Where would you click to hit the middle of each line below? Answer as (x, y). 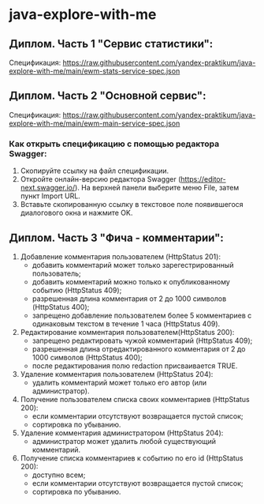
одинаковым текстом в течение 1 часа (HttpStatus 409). (126, 323)
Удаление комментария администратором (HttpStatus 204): (122, 433)
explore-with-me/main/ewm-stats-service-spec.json (95, 71)
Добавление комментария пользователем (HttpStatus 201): (121, 256)
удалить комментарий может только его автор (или (119, 382)
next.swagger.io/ (48, 188)
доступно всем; (59, 475)
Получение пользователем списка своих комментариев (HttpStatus (135, 399)
